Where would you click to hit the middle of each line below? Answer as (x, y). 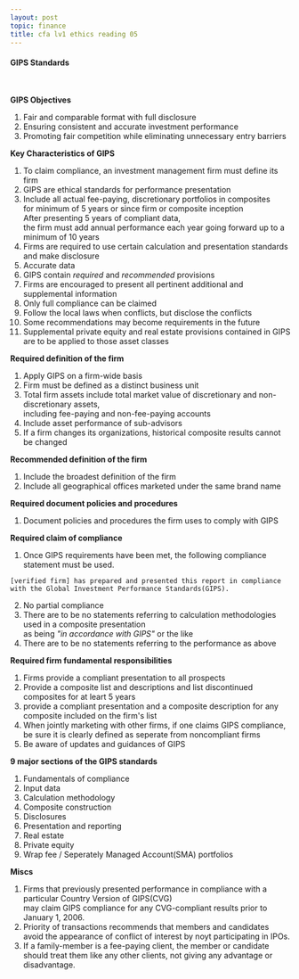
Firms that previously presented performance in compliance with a (145, 889)
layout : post (34, 17)
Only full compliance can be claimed (89, 303)
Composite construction (67, 807)
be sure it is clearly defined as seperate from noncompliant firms (141, 734)
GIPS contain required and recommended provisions (119, 275)
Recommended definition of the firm (79, 459)
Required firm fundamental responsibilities (91, 660)
